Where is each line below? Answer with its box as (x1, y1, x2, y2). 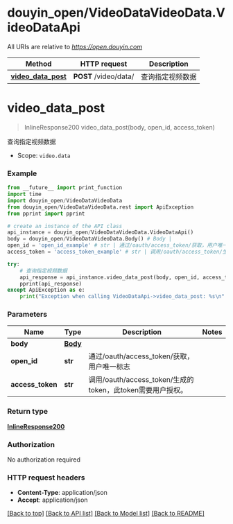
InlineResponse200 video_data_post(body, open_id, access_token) (24, 123, 215, 131)
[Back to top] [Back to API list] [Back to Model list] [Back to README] (7, 509, 205, 518)
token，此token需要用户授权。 (88, 385, 188, 395)
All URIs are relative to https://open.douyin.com (7, 42, 143, 51)
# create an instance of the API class (7, 222, 123, 229)
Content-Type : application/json (17, 489, 107, 497)
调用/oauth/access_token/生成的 (88, 375, 194, 385)
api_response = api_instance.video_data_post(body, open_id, (19, 274, 200, 281)
